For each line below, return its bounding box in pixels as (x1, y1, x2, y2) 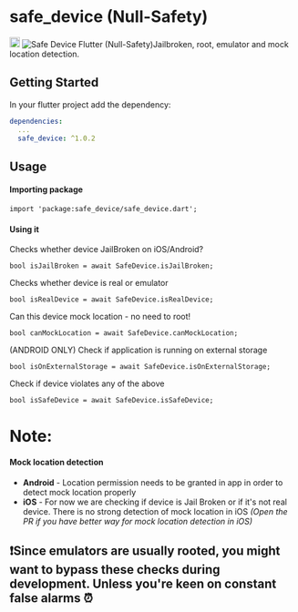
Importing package (9, 184, 84, 195)
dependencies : (9, 117, 64, 126)
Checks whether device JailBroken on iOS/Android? (9, 244, 204, 255)
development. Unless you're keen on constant (9, 576, 277, 591)
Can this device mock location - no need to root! (9, 311, 191, 322)
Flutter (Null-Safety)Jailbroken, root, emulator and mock (78, 38, 289, 49)
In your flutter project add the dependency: (9, 98, 171, 110)
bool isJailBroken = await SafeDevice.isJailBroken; (9, 261, 214, 270)
